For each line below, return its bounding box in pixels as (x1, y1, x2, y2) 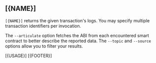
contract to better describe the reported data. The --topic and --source (5, 38, 152, 44)
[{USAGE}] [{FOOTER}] (5, 53, 52, 59)
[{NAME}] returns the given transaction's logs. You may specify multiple (5, 17, 150, 23)
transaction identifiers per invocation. (5, 23, 81, 29)
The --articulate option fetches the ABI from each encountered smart (5, 32, 149, 38)
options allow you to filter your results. (5, 43, 83, 49)
